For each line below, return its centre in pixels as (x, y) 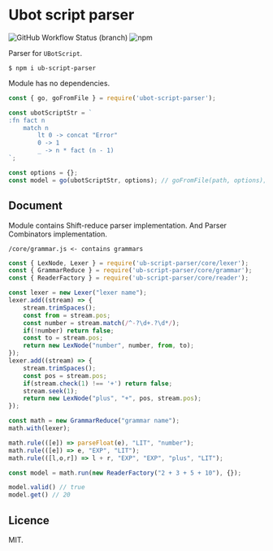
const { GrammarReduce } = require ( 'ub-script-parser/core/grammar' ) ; (130, 271)
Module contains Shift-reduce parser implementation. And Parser (118, 225)
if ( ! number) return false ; (69, 331)
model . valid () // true (47, 488)
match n (36, 128)
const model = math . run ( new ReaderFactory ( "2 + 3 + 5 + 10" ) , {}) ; (125, 473)
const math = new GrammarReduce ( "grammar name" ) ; (94, 421)
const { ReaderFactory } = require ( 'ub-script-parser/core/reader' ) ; (129, 278)
